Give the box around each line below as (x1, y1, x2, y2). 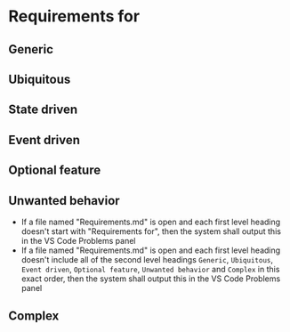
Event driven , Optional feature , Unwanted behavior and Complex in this (20, 263, 280, 274)
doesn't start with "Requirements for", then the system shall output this (20, 225, 282, 237)
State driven (8, 102, 78, 117)
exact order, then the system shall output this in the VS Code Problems (20, 273, 281, 284)
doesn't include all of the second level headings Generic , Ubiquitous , (20, 254, 273, 264)
